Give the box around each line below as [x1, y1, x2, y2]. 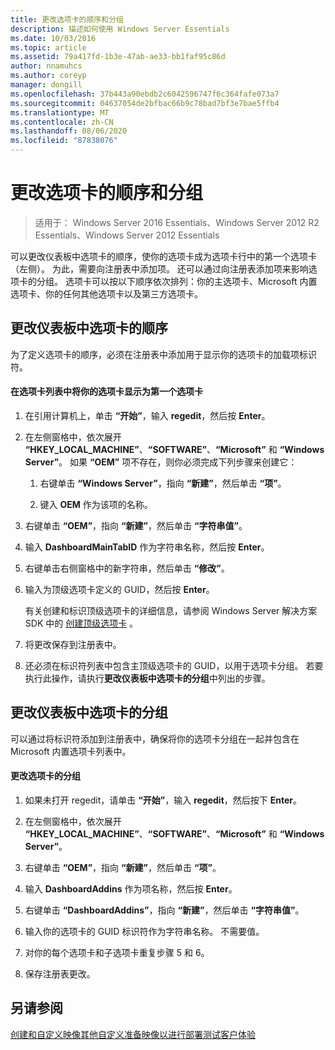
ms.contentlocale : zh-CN [10, 117, 114, 127]
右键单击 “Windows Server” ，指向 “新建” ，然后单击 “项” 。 [39, 477, 287, 489]
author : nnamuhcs [10, 61, 83, 71]
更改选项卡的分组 [10, 770, 81, 782]
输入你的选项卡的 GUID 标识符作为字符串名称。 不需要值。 [24, 925, 265, 937]
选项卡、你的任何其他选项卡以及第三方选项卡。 [10, 287, 203, 300]
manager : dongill [10, 80, 83, 90]
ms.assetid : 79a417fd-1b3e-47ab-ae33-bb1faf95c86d [10, 52, 226, 62]
